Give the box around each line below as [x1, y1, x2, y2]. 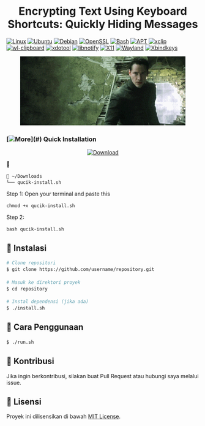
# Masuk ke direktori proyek [6, 279, 81, 286]
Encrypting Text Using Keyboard [18, 4, 188, 18]
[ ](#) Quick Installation [6, 135, 97, 143]
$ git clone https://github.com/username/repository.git [6, 266, 155, 272]
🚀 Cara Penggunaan [6, 322, 84, 332]
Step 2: [6, 213, 24, 221]
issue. [6, 379, 21, 386]
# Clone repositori [6, 260, 56, 266]
